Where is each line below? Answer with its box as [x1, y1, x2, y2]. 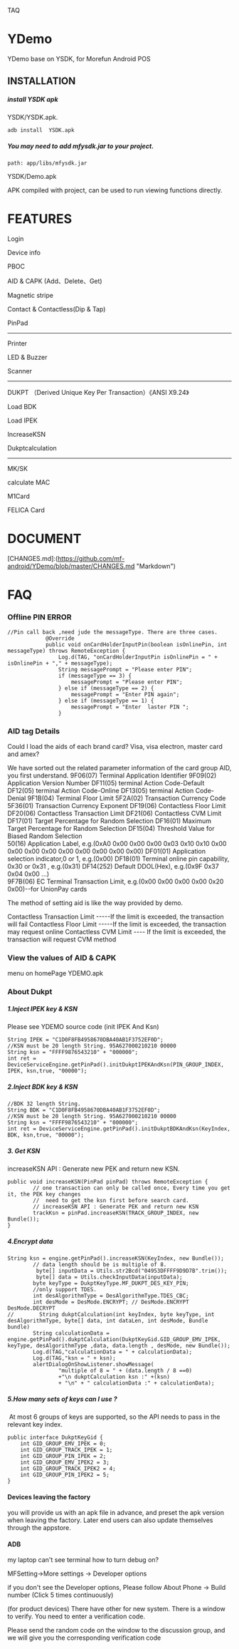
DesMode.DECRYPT [7, 1305, 55, 1312]
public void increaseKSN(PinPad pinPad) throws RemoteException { [7, 1179, 208, 1186]
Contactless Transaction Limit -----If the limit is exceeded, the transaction [7, 912, 224, 921]
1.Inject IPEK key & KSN [7, 1004, 78, 1013]
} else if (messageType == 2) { [58, 684, 154, 692]
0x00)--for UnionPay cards [7, 884, 87, 893]
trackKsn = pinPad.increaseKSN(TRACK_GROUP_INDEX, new [33, 1209, 199, 1217]
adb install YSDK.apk [7, 127, 75, 134]
